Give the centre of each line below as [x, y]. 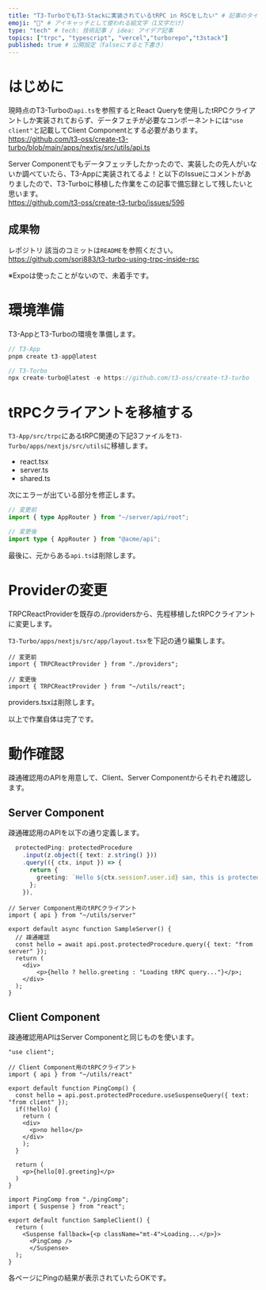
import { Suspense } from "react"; [67, 1207]
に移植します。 [128, 446]
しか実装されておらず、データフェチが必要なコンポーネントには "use [133, 121]
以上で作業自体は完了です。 [53, 718]
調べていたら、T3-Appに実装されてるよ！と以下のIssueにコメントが [133, 174]
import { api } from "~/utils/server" [72, 915]
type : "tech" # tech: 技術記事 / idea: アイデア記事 [91, 30]
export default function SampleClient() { [79, 1221]
